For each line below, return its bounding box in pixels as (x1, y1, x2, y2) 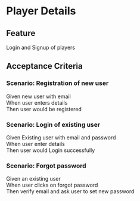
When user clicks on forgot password (6, 181, 98, 189)
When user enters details (6, 99, 68, 106)
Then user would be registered (6, 105, 82, 112)
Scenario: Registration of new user (6, 79, 109, 87)
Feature (6, 28, 36, 38)
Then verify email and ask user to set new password (6, 188, 135, 195)
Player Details (6, 4, 76, 18)
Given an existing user (6, 175, 61, 182)
